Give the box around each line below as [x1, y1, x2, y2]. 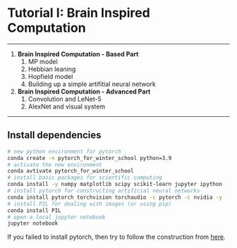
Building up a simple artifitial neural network [28, 80, 157, 88]
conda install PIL [7, 206, 61, 214]
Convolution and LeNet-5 [28, 94, 102, 103]
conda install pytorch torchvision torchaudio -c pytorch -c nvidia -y [7, 194, 222, 201]
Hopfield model [28, 72, 73, 80]
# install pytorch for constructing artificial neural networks [7, 187, 200, 194]
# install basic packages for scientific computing [7, 174, 162, 181]
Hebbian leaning [28, 65, 76, 73]
